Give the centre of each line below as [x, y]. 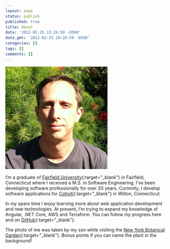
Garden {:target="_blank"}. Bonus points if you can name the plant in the [81, 235]
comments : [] [19, 54]
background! [19, 240]
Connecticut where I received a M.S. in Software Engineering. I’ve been [80, 182]
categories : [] [21, 44]
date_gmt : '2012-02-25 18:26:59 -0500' [48, 38]
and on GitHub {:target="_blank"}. [40, 220]
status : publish [22, 16]
